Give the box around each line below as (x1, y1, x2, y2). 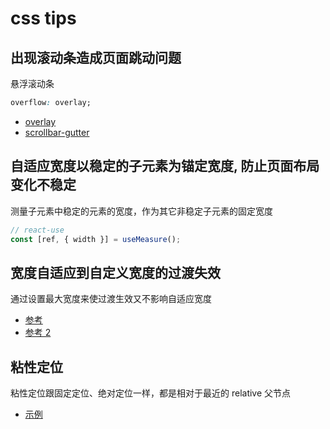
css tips (10, 7, 77, 30)
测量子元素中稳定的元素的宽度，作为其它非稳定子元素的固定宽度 (10, 205, 273, 217)
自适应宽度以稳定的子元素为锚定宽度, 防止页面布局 (10, 158, 320, 175)
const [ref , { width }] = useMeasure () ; (10, 234, 182, 244)
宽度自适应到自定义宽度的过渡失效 (10, 264, 221, 281)
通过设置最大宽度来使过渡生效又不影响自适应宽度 (10, 293, 212, 305)
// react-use (10, 225, 65, 235)
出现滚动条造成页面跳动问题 (10, 49, 182, 66)
